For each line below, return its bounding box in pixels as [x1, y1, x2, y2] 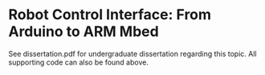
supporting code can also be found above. [8, 57, 149, 67]
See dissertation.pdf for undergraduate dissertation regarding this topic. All [8, 49, 257, 58]
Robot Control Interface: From [8, 6, 211, 24]
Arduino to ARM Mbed [8, 22, 159, 41]
